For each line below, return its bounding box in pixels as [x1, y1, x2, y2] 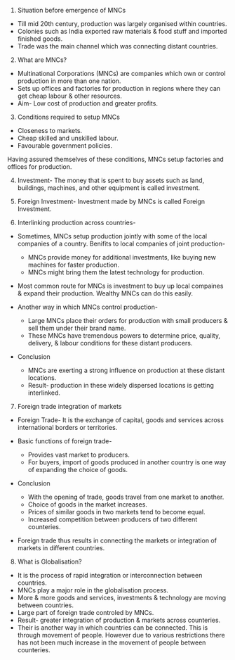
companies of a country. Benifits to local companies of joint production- [17, 239, 226, 248]
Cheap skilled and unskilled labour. [17, 134, 119, 142]
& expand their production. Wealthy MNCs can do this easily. [17, 289, 194, 298]
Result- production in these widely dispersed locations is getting [27, 381, 214, 389]
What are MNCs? [17, 56, 67, 64]
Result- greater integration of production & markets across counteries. [17, 616, 221, 624]
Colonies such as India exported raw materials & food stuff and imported [17, 27, 227, 35]
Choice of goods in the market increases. [27, 500, 147, 509]
